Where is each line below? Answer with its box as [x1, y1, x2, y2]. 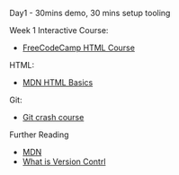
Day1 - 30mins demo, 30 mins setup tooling [9, 8, 171, 18]
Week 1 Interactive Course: [9, 25, 109, 35]
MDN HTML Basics [22, 77, 94, 88]
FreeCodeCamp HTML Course [22, 42, 135, 53]
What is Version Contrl [22, 156, 106, 167]
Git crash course [22, 112, 85, 122]
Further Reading [9, 129, 69, 140]
